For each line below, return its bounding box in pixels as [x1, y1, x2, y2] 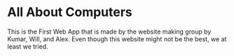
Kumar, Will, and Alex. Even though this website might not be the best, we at [7, 34, 227, 43]
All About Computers [7, 4, 133, 20]
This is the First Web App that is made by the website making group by [7, 27, 212, 36]
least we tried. [7, 42, 48, 50]
